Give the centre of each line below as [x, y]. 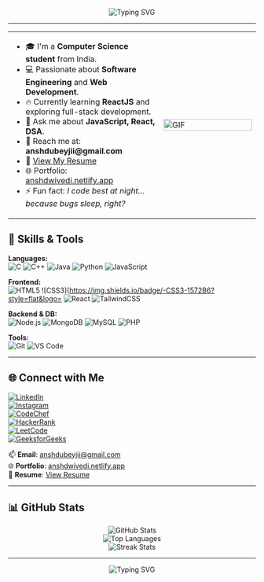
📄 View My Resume [61, 161]
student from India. [61, 59]
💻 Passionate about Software [81, 69]
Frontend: [25, 282]
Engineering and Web [66, 82]
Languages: [28, 258]
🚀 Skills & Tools [46, 239]
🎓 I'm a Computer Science [77, 46]
